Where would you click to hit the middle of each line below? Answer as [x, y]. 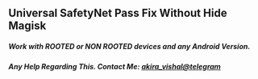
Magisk [27, 26]
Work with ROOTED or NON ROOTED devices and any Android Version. [129, 46]
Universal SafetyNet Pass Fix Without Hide [118, 13]
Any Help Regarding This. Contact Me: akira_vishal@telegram [115, 67]
